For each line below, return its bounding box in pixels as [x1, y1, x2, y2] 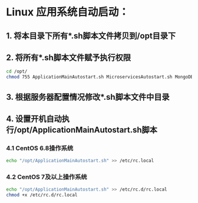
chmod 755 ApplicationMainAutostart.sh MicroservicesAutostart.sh [6, 74, 173, 80]
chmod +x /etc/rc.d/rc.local [6, 192, 78, 198]
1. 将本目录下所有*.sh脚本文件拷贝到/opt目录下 [6, 31, 176, 41]
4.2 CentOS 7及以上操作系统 [6, 173, 87, 181]
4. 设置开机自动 [6, 113, 62, 124]
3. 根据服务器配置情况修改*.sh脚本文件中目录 [6, 92, 170, 102]
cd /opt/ [6, 68, 28, 74]
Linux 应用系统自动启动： [6, 5, 130, 19]
